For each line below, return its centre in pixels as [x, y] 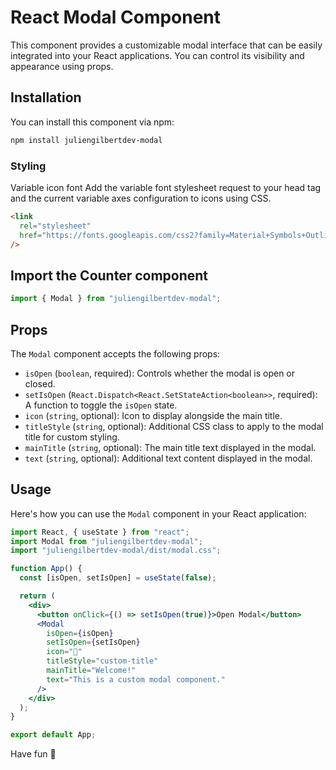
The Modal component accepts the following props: [115, 353]
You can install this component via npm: [92, 122]
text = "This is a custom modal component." [136, 679]
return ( [37, 596]
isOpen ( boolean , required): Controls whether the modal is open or [160, 373]
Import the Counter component [109, 275]
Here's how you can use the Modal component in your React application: [158, 513]
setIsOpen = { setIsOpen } [93, 642]
